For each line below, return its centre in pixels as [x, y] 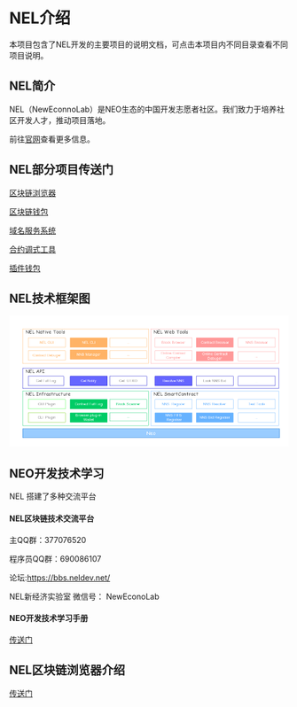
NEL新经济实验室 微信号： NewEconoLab [84, 596]
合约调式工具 [32, 249]
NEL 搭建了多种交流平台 [53, 496]
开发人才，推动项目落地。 [63, 120]
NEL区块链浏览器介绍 [67, 670]
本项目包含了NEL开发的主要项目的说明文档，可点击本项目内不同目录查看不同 [148, 44]
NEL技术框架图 [50, 298]
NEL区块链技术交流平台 [52, 518]
